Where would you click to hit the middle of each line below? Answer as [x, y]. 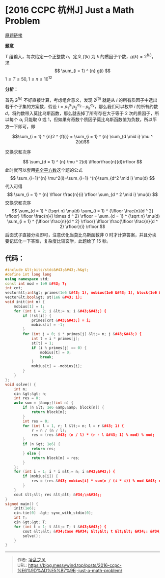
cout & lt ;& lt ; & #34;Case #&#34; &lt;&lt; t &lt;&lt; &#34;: [85, 531]
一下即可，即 [22, 127]
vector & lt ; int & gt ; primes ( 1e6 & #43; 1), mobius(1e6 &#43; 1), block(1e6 [81, 293]
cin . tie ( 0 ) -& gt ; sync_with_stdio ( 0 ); [54, 513]
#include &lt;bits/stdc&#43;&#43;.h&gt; [47, 270]
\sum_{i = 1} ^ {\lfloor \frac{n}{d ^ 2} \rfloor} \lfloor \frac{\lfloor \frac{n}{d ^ [82, 221]
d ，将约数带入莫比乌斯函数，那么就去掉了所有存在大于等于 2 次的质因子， [80, 114]
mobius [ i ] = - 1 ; [48, 325]
